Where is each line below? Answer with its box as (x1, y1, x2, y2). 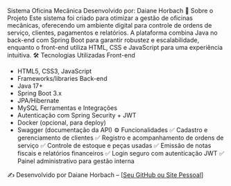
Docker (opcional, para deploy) (17, 118, 106, 127)
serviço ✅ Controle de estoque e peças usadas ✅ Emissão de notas (17, 142, 212, 149)
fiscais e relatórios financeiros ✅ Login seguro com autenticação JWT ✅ (17, 149, 225, 157)
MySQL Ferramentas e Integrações (17, 104, 118, 112)
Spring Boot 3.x (17, 89, 62, 97)
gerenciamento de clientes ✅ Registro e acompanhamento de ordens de (17, 133, 224, 142)
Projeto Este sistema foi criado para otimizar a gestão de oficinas (7, 14, 193, 22)
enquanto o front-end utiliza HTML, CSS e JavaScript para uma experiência (7, 44, 223, 51)
